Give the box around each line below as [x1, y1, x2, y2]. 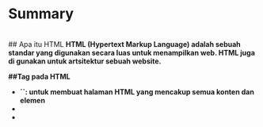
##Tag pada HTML [8, 71, 71, 81]
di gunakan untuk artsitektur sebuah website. [8, 56, 162, 66]
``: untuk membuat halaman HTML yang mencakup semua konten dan [19, 87, 255, 96]
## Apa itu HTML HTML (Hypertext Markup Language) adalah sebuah [8, 39, 242, 48]
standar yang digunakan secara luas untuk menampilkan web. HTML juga [8, 48, 256, 57]
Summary [8, 5, 74, 23]
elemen [19, 95, 46, 105]
